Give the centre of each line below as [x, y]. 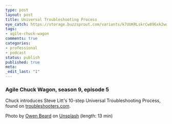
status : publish [23, 57]
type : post [17, 10]
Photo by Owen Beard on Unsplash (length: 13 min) [59, 116]
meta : [11, 67]
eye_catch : [17, 24]
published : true [23, 62]
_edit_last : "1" [23, 72]
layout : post [19, 15]
